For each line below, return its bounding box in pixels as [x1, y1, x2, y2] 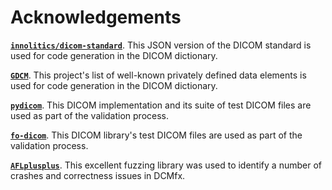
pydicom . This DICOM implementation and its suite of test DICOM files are [10, 99, 312, 111]
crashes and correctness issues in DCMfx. [10, 169, 186, 181]
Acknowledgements [10, 6, 182, 29]
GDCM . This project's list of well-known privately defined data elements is [10, 69, 307, 81]
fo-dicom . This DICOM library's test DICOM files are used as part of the [10, 129, 303, 141]
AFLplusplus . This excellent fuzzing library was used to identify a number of [10, 159, 322, 171]
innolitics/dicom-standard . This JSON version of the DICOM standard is [10, 39, 312, 51]
